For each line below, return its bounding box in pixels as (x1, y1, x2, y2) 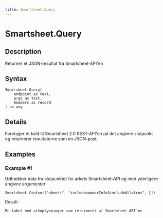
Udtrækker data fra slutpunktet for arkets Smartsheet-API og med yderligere (5, 176, 158, 181)
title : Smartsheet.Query (5, 7, 55, 12)
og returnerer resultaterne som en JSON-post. (5, 136, 98, 142)
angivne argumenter (5, 181, 46, 187)
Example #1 (5, 164, 33, 171)
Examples (5, 150, 36, 159)
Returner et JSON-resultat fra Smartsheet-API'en (5, 60, 104, 66)
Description (5, 47, 41, 56)
